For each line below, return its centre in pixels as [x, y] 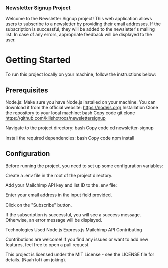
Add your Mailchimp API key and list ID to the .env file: [61, 185]
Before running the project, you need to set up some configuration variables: [84, 166]
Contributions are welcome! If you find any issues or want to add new [77, 239]
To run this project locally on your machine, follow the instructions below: [81, 74]
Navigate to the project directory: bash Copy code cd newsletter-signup [79, 128]
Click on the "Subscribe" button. [39, 205]
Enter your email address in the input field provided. [59, 195]
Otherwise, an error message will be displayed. [54, 220]
